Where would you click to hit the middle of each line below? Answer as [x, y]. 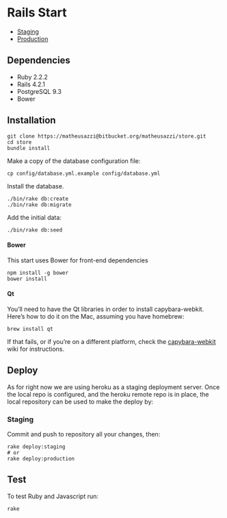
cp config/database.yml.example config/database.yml [84, 173]
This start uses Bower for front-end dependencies [78, 260]
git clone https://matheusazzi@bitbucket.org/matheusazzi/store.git [107, 136]
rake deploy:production [41, 459]
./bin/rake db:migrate [39, 205]
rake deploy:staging [37, 447]
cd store [19, 142]
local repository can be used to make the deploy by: [80, 402]
